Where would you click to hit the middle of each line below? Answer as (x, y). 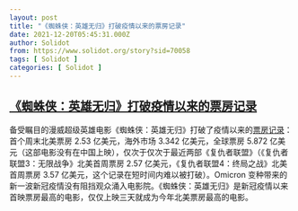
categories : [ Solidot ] (56, 68)
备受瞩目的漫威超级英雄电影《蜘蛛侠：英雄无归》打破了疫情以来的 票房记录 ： (151, 129)
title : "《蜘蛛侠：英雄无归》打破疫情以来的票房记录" (98, 26)
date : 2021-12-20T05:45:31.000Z (70, 34)
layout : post (34, 18)
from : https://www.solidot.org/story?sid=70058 (100, 51)
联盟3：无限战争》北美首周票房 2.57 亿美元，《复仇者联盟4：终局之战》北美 (149, 163)
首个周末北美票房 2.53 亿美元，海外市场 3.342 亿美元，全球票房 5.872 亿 (144, 141)
